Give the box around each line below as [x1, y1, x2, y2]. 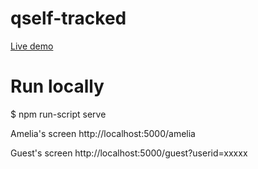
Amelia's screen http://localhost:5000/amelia [10, 127, 196, 139]
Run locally [10, 75, 105, 98]
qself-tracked [10, 7, 127, 30]
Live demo [10, 40, 54, 52]
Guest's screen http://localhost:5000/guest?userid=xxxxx [10, 147, 248, 159]
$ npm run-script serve [10, 108, 107, 120]
